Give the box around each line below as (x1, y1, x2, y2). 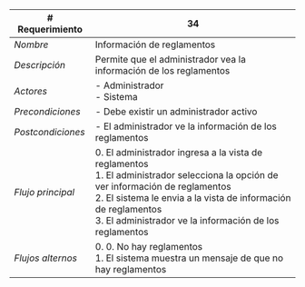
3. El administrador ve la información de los (94, 214, 280, 226)
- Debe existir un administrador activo (94, 105, 258, 117)
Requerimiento (17, 23, 84, 35)
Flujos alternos (14, 252, 78, 264)
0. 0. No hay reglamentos (94, 241, 203, 252)
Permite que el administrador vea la (94, 54, 247, 65)
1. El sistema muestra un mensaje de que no (94, 252, 284, 264)
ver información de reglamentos (94, 181, 231, 193)
